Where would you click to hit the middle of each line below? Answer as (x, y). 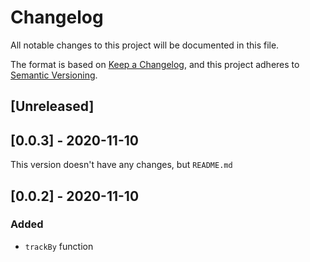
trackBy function (59, 246)
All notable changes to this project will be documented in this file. (145, 45)
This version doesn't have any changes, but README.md (121, 165)
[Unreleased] (52, 106)
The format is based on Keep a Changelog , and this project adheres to (155, 64)
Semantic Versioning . (54, 75)
